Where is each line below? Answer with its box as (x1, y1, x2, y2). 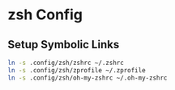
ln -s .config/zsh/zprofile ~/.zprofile (7, 66, 147, 74)
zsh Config (7, 6, 83, 24)
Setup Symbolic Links (7, 38, 120, 51)
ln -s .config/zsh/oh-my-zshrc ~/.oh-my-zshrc (7, 74, 168, 82)
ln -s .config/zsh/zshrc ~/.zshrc (7, 59, 125, 67)
